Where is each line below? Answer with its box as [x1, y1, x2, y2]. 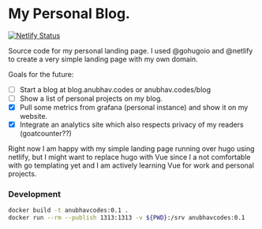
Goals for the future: [8, 69, 74, 79]
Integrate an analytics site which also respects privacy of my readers [19, 120, 244, 130]
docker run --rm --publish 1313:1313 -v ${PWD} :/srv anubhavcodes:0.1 [8, 214, 245, 222]
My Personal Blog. [8, 5, 130, 23]
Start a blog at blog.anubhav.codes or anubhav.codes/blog [19, 84, 211, 94]
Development [8, 189, 62, 200]
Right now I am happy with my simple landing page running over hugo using [8, 144, 255, 153]
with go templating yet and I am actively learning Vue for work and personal [8, 161, 255, 170]
